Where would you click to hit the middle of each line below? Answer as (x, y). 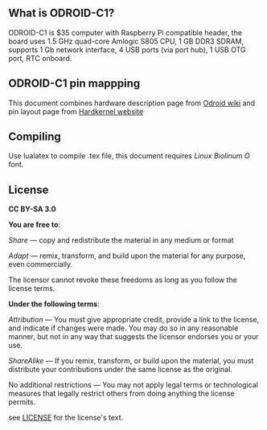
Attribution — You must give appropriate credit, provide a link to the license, (134, 320)
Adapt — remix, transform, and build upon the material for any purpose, (127, 256)
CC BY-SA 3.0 (32, 209)
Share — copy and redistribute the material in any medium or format (121, 240)
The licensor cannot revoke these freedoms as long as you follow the (123, 280)
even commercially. (41, 264)
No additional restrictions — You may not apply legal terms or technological (133, 385)
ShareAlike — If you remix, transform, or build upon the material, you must (131, 361)
